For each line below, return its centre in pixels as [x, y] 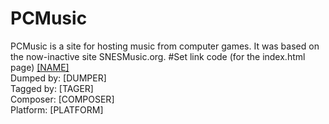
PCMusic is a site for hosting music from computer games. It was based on [165, 46]
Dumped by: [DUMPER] [58, 78]
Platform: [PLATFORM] [57, 109]
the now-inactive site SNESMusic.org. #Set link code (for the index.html [158, 56]
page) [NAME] [40, 67]
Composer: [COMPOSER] [62, 99]
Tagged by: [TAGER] [52, 88]
